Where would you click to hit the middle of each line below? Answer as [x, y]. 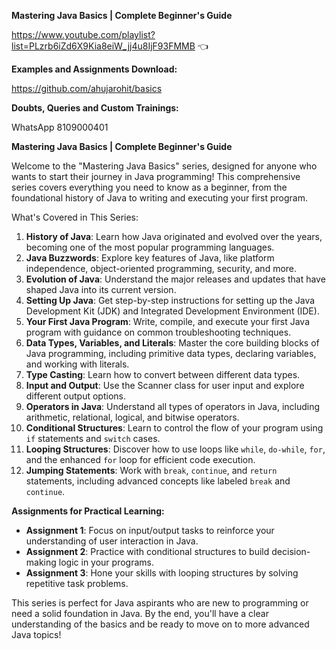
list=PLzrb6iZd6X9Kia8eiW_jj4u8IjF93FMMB [103, 46]
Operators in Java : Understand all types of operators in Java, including [173, 406]
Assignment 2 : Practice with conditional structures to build [147, 551]
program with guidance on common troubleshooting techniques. [158, 332]
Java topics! [36, 634]
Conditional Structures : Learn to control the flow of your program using [174, 428]
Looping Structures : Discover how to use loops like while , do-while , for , [175, 449]
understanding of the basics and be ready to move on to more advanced [160, 624]
